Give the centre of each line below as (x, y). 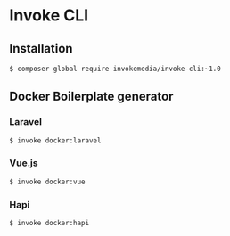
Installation (41, 49)
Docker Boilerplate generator (91, 97)
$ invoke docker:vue (48, 182)
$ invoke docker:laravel (55, 140)
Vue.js (24, 163)
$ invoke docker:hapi (49, 223)
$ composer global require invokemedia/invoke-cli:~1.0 (115, 69)
